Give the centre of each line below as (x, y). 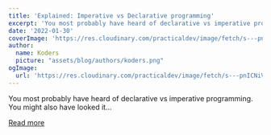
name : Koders (38, 53)
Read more (27, 122)
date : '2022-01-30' (41, 31)
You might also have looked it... (60, 107)
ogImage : (23, 68)
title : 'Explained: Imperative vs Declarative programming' (112, 16)
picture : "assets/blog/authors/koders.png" (90, 61)
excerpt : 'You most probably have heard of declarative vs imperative (129, 23)
